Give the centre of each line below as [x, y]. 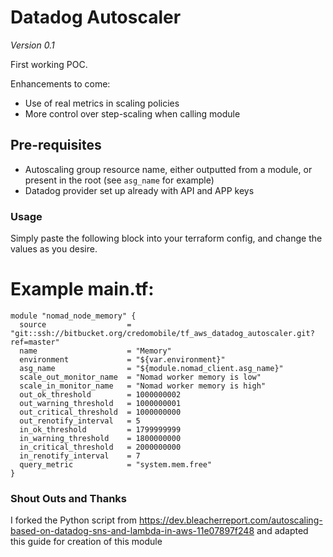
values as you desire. [54, 249]
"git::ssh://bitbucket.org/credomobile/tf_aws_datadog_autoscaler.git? [162, 333]
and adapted [282, 531]
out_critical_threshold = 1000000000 [100, 412]
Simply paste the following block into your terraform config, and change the [166, 238]
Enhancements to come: [60, 83]
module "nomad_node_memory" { [73, 316]
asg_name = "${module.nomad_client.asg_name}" [151, 368]
